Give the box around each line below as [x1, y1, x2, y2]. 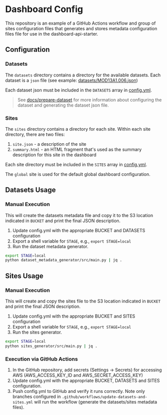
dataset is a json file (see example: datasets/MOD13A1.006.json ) [5, 77, 138, 83]
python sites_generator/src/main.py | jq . [5, 343, 98, 349]
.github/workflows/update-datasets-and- [62, 394, 147, 400]
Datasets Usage [5, 186, 56, 194]
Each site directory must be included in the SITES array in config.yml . [5, 161, 147, 167]
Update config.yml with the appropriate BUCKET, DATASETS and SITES [12, 378, 160, 384]
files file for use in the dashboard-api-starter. [5, 31, 99, 37]
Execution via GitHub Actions [5, 355, 78, 362]
